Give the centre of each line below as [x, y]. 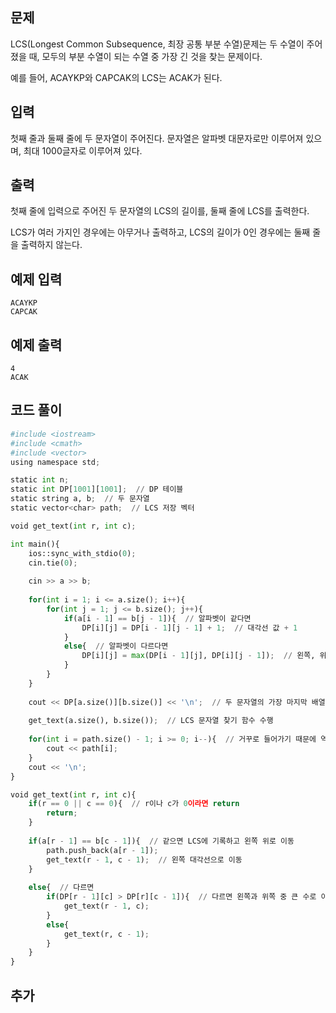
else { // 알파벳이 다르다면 [116, 646]
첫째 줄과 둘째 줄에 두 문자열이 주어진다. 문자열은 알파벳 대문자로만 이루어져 [157, 138]
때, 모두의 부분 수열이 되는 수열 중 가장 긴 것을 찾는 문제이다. [145, 56]
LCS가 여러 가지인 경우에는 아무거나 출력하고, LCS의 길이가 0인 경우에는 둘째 [160, 232]
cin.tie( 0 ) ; [53, 563]
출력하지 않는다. [51, 245]
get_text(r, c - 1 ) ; [106, 934]
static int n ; [40, 480]
